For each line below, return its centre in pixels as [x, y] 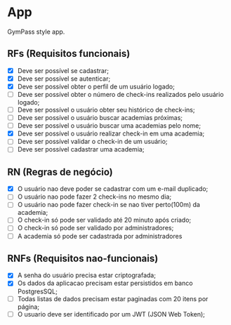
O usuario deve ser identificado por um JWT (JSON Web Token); [111, 314]
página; [28, 307]
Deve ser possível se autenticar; [64, 79]
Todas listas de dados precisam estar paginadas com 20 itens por [113, 298]
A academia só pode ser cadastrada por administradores [100, 236]
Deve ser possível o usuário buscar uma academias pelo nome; [109, 126]
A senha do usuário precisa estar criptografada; [87, 275]
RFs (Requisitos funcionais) [69, 54]
